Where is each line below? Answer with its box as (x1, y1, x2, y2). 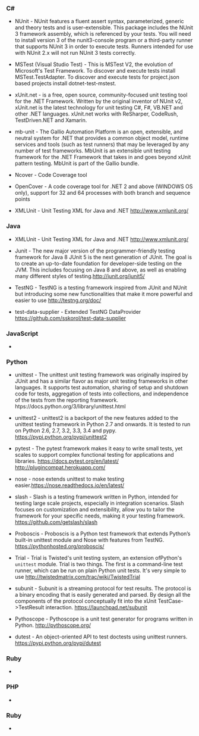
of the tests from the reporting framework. (14, 397, 119, 404)
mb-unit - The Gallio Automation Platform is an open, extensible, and (14, 128, 183, 135)
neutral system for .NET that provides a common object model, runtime (14, 135, 189, 142)
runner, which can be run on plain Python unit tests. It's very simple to (14, 567, 187, 574)
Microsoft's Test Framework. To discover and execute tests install (14, 67, 176, 74)
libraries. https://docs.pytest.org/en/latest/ (14, 457, 119, 465)
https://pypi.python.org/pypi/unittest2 (14, 434, 108, 441)
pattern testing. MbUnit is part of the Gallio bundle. (14, 160, 140, 167)
